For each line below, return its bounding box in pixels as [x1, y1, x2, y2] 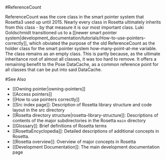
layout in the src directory [12, 107, 65, 113]
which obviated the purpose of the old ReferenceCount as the [29, 40, 155, 46]
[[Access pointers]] [12, 91, 52, 97]
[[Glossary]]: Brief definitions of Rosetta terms [12, 123, 107, 129]
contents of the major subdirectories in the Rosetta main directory [12, 118, 146, 123]
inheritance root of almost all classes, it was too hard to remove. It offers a [5, 56, 157, 62]
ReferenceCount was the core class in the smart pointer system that [5, 14, 144, 19]
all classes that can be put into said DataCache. [5, 67, 103, 73]
